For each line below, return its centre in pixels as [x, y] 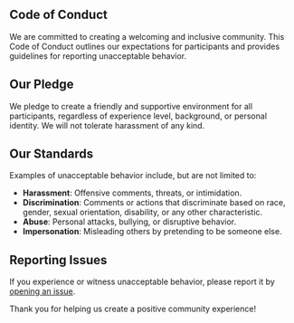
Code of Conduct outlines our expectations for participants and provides [145, 46]
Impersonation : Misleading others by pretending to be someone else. [152, 232]
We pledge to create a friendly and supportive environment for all [131, 106]
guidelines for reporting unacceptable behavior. [98, 56]
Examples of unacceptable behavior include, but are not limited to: [133, 176]
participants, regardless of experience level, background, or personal [138, 116]
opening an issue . [43, 291]
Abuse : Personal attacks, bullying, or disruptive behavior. [129, 222]
